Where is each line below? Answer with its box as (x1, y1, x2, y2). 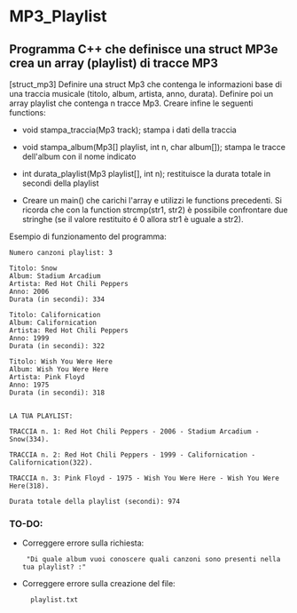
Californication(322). (9, 458, 93, 467)
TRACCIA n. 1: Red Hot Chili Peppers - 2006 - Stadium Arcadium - (9, 427, 260, 436)
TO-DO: (9, 517, 43, 529)
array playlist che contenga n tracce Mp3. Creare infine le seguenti (9, 98, 254, 108)
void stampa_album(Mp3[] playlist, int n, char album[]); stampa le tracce (21, 142, 286, 152)
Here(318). (9, 482, 50, 490)
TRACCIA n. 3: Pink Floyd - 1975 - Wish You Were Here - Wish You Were (9, 474, 279, 482)
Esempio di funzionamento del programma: (9, 231, 167, 242)
